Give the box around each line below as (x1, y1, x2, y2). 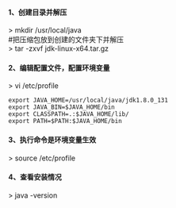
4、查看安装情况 (8, 172, 62, 182)
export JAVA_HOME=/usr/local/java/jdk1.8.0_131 (8, 96, 169, 105)
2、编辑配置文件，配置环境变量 (8, 63, 110, 72)
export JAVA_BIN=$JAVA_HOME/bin (8, 103, 115, 111)
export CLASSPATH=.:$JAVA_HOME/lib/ (8, 110, 129, 118)
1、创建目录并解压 (8, 7, 67, 17)
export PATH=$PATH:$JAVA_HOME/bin (8, 117, 123, 125)
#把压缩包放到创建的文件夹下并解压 (8, 35, 124, 44)
